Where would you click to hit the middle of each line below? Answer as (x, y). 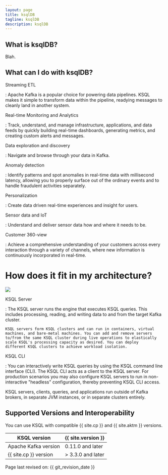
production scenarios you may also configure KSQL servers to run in (76, 376)
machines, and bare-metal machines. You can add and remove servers (79, 333)
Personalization (21, 195)
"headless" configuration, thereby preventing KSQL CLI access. (94, 382)
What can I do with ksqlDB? (49, 73)
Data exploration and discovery (38, 145)
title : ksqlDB (20, 15)
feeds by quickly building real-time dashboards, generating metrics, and (80, 130)
